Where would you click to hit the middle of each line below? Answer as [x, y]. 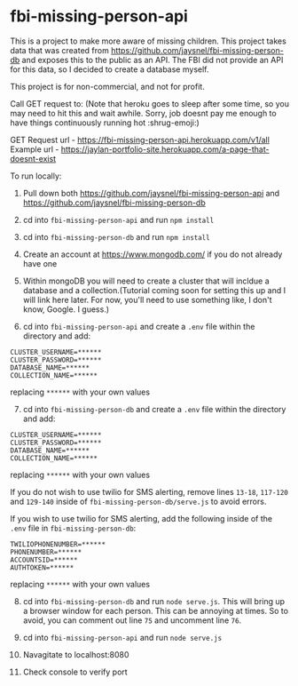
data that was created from [59, 50]
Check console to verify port [75, 672]
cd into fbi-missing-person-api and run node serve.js [122, 637]
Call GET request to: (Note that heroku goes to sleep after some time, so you [149, 103]
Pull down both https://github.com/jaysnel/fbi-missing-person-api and [151, 193]
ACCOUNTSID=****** [44, 560]
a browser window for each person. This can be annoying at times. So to [156, 610]
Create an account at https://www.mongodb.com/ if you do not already [153, 254]
